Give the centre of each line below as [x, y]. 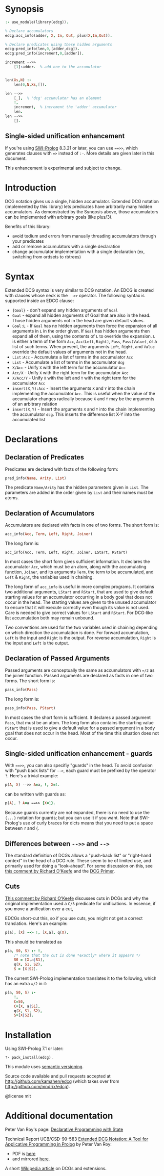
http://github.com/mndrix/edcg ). [38, 1087]
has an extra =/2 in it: [26, 984]
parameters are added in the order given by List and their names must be [79, 493]
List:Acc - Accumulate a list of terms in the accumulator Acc [72, 357]
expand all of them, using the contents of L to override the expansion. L [84, 336]
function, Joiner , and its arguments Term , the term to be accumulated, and [79, 572]
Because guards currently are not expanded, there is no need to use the [77, 813]
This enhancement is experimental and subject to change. [63, 168]
